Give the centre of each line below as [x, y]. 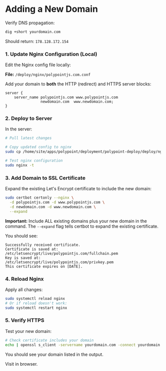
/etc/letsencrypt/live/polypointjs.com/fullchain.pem [62, 253]
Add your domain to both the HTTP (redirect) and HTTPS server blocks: [78, 84]
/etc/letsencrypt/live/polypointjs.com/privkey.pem [59, 262]
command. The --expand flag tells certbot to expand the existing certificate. [82, 226]
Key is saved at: [23, 258]
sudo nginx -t [20, 165]
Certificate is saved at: [32, 249]
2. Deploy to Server [29, 119]
